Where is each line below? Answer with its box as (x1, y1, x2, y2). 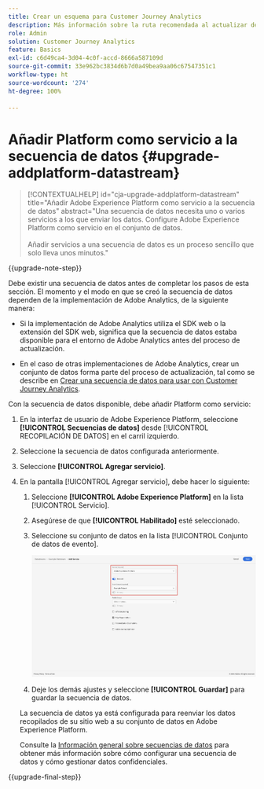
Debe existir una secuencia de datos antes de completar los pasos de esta (8, 279, 250, 288)
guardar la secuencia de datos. (31, 692, 132, 703)
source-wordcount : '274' (8, 79, 90, 86)
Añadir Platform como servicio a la (8, 130, 238, 149)
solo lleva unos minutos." (27, 248, 108, 258)
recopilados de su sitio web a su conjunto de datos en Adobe (19, 716, 218, 726)
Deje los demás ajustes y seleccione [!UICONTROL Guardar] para (31, 684, 245, 694)
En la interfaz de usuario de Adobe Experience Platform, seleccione (19, 415, 239, 424)
